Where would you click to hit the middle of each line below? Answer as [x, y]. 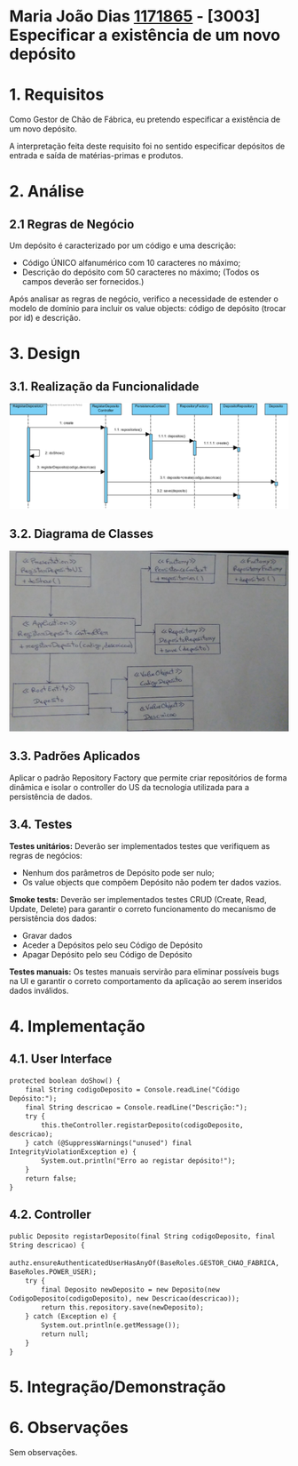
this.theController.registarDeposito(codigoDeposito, [142, 1125]
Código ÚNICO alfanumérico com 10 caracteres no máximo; [131, 263]
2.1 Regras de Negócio [72, 224]
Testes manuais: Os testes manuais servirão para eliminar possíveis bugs [144, 972]
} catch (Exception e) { [71, 1316]
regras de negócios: [46, 855]
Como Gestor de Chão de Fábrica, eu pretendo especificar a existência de [145, 120]
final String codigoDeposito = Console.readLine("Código [133, 1089]
